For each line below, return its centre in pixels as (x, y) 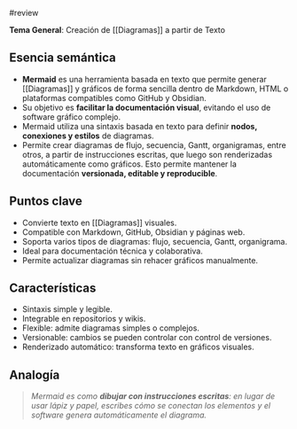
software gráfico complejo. (71, 117)
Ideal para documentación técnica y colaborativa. (113, 251)
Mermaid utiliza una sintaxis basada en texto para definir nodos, (140, 126)
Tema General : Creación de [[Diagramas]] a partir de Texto (117, 30)
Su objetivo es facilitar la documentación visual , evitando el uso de (146, 107)
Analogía (35, 374)
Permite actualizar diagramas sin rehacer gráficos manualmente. (140, 260)
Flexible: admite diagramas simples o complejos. (110, 328)
